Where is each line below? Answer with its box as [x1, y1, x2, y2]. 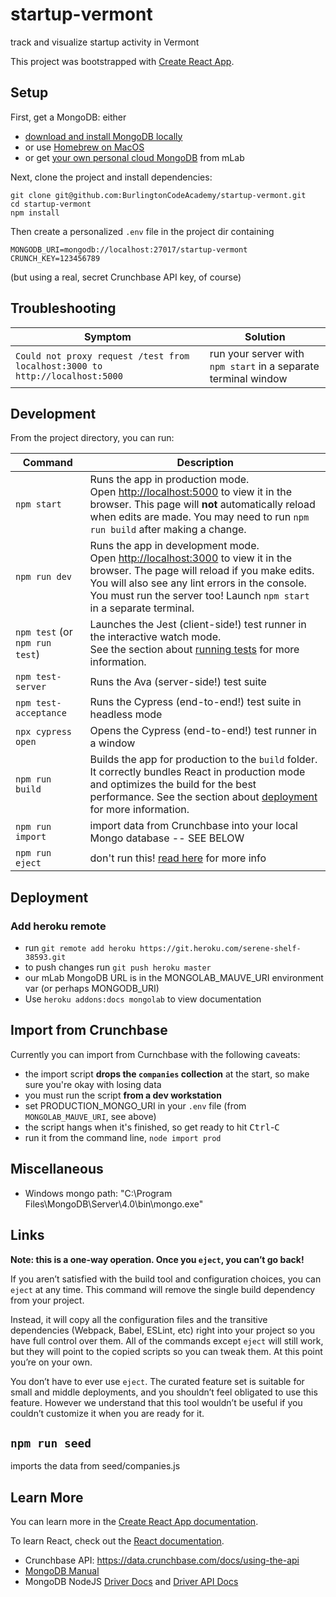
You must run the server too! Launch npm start [89, 589, 310, 603]
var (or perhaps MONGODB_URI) [24, 983, 160, 995]
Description [176, 456, 234, 470]
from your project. [10, 1294, 85, 1306]
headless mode [89, 708, 163, 722]
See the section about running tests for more [89, 643, 300, 657]
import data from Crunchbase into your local [89, 819, 298, 833]
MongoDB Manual [24, 1565, 100, 1577]
